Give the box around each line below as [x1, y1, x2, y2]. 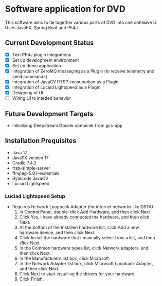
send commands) [12, 74, 48, 79]
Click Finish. [19, 276, 44, 282]
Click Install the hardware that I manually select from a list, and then [19, 235, 156, 241]
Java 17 [12, 149, 28, 155]
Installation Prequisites [5, 137, 76, 145]
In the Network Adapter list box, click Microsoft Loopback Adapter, [19, 261, 153, 267]
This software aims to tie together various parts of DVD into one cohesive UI [5, 19, 158, 25]
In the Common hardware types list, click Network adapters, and [19, 245, 149, 251]
